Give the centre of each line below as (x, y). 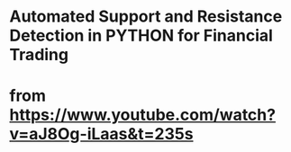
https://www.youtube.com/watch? (143, 115)
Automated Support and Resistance (146, 17)
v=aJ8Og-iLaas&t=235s (101, 134)
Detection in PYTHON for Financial (141, 36)
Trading (39, 55)
